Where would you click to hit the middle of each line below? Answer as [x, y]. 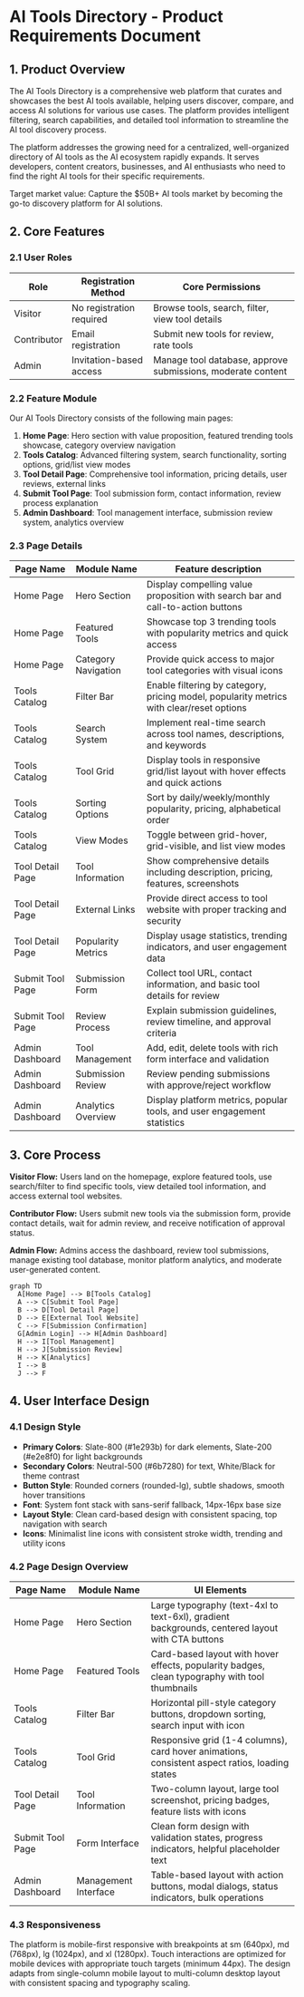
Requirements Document [105, 36]
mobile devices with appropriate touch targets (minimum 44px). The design [150, 1963]
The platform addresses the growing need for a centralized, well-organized [149, 147]
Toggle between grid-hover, [207, 835]
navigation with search [65, 1524]
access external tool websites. [66, 1196]
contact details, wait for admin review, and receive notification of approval [147, 1223]
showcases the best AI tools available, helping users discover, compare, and [152, 101]
